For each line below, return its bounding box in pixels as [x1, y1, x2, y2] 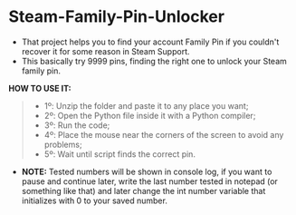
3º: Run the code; [43, 120, 110, 131]
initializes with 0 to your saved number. [21, 195, 168, 206]
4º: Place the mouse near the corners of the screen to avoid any [43, 129, 284, 140]
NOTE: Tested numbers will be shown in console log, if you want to [21, 166, 272, 177]
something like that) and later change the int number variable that [21, 185, 266, 196]
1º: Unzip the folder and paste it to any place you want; [43, 100, 249, 111]
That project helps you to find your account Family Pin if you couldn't [21, 36, 280, 47]
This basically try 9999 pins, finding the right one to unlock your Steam [21, 55, 287, 66]
